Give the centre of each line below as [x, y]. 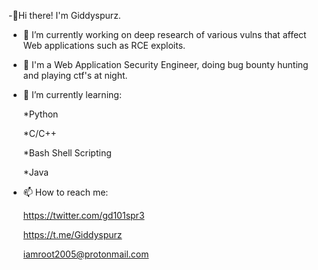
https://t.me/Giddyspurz [72, 234]
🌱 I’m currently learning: [72, 94]
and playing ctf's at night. [75, 75]
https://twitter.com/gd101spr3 [83, 215]
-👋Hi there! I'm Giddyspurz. [64, 15]
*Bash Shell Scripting [67, 153]
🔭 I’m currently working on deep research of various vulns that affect [164, 34]
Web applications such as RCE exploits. [104, 45]
